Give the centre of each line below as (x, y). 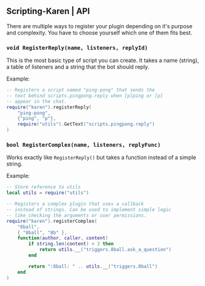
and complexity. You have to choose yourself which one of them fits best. (99, 33)
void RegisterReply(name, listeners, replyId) (77, 48)
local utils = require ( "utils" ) (48, 193)
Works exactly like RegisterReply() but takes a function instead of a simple (101, 158)
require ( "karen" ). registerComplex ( (52, 221)
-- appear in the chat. (37, 101)
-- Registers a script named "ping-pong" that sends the (81, 90)
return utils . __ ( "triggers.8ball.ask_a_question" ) (105, 250)
